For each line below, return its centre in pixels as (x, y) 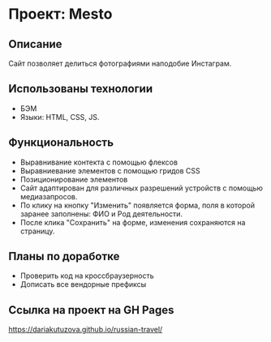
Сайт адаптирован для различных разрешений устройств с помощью (142, 188)
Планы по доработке (64, 256)
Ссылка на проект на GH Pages (91, 310)
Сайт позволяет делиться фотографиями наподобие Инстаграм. (120, 63)
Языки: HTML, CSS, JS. (60, 117)
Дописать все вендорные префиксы (83, 284)
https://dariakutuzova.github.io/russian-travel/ (86, 330)
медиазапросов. (49, 196)
